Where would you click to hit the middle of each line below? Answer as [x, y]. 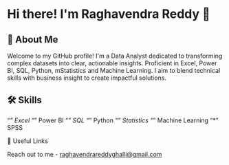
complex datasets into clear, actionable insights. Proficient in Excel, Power [112, 63]
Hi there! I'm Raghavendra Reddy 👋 [109, 14]
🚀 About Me [33, 40]
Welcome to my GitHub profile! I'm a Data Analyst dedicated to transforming [115, 56]
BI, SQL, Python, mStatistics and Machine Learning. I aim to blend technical [114, 70]
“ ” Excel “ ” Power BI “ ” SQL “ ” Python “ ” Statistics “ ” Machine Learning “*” [113, 120]
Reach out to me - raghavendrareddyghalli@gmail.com [85, 154]
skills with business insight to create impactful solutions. [87, 78]
